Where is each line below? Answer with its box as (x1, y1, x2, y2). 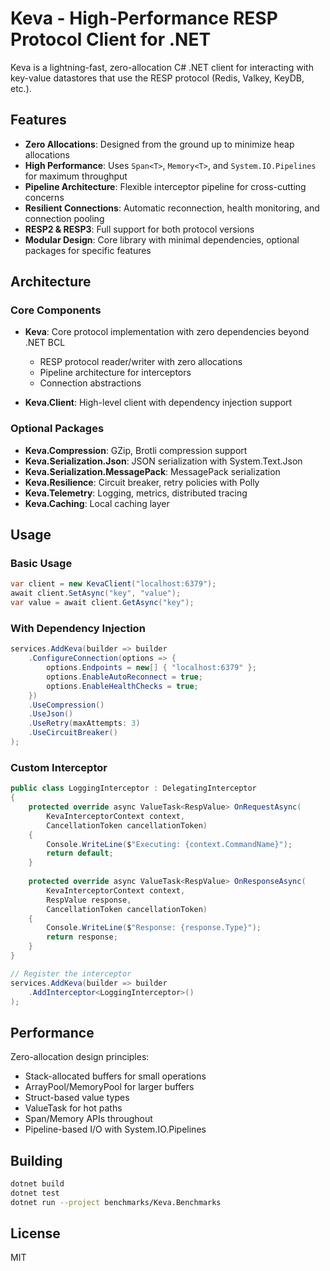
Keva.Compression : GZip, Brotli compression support (24, 444, 248, 456)
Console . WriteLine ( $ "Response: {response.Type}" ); (46, 923, 262, 933)
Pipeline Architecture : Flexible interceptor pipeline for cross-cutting (24, 180, 307, 192)
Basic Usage (10, 557, 73, 571)
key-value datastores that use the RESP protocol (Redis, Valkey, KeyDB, (10, 72, 305, 84)
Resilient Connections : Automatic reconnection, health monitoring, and (24, 202, 320, 214)
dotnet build (10, 1179, 65, 1189)
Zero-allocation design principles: (10, 1051, 150, 1063)
